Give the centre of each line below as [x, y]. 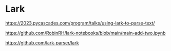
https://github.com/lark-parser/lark [42, 43]
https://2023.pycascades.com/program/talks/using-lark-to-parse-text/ [80, 23]
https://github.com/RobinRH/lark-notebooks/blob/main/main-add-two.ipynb [85, 33]
